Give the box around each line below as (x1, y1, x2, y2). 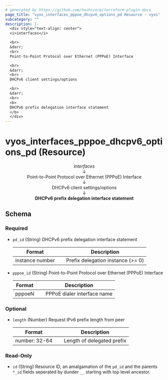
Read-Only (5, 352, 33, 359)
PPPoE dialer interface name (45, 290, 113, 297)
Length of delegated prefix (63, 337, 127, 344)
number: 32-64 (15, 337, 53, 344)
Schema (5, 210, 32, 218)
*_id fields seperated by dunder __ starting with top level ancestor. (12, 369, 150, 375)
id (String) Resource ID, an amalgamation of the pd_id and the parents (12, 363, 158, 370)
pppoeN (15, 290, 35, 297)
